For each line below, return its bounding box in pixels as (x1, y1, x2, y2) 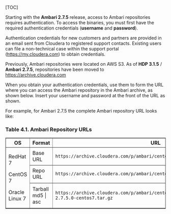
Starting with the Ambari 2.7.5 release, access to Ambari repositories (5, 14, 151, 20)
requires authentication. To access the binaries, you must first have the (5, 20, 154, 25)
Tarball (32, 185, 49, 193)
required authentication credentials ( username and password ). (5, 25, 138, 31)
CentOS (8, 171, 27, 178)
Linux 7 (8, 195, 26, 202)
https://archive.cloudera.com (5, 72, 66, 78)
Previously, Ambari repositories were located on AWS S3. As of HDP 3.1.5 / (5, 61, 162, 67)
